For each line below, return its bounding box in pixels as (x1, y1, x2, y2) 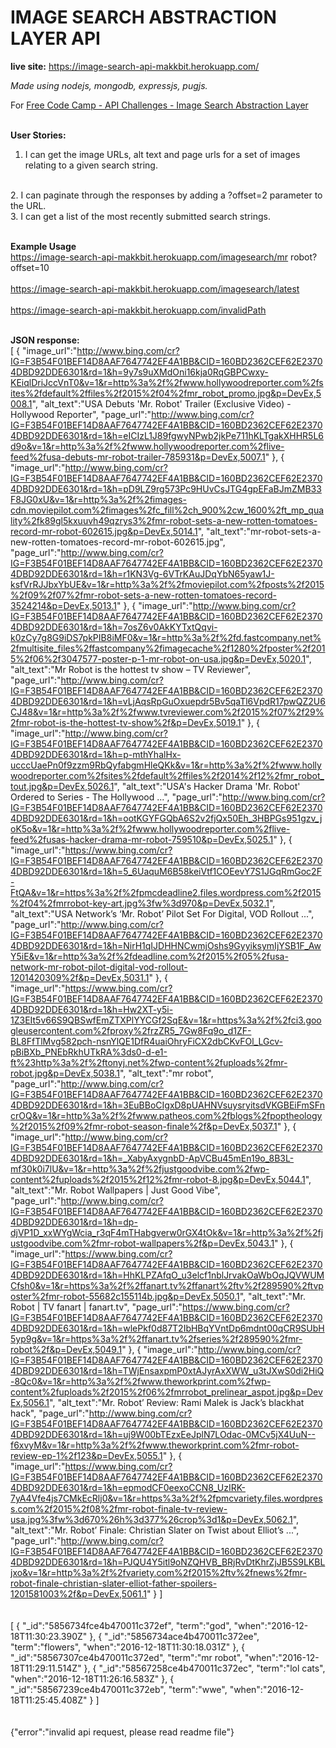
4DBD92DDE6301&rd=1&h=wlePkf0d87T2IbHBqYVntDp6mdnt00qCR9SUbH (10, 1322, 325, 1334)
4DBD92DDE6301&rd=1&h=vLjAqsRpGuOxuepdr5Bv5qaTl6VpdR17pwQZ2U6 (10, 695, 326, 707)
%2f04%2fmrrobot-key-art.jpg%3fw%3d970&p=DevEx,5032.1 (10, 897, 270, 909)
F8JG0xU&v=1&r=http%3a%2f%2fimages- (10, 493, 187, 505)
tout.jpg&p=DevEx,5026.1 (10, 780, 115, 792)
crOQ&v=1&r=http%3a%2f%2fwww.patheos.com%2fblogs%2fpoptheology (10, 1109, 323, 1121)
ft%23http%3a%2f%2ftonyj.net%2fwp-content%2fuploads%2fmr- (10, 1056, 288, 1068)
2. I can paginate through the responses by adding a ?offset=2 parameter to (10, 189, 323, 201)
